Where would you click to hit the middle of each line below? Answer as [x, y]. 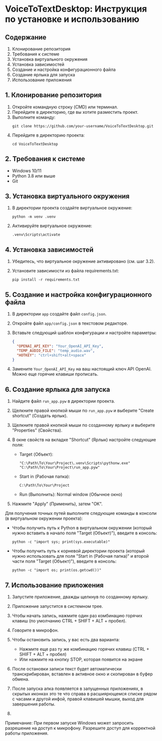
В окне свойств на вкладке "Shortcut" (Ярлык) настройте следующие [84, 440]
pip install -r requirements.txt [46, 280]
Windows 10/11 [27, 171]
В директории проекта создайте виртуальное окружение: [72, 208]
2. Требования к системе [45, 159]
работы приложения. [27, 733]
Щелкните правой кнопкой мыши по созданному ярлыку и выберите [83, 425]
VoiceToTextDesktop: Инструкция [76, 9]
